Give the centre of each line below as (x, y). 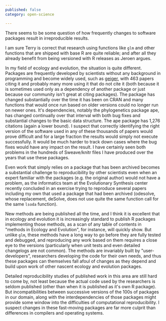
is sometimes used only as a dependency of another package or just (75, 89)
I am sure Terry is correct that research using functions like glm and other (80, 48)
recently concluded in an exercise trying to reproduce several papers (76, 188)
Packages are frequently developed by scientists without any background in (83, 73)
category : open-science (30, 14)
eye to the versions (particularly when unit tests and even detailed (73, 245)
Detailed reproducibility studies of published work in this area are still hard (81, 276)
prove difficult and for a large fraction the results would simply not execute (82, 136)
